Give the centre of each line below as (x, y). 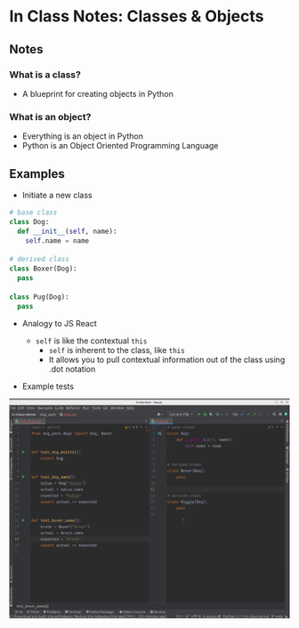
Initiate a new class (57, 195)
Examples (37, 174)
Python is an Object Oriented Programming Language (120, 146)
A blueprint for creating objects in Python (97, 93)
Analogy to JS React (59, 323)
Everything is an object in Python (83, 136)
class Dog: (29, 221)
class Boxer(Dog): (43, 269)
